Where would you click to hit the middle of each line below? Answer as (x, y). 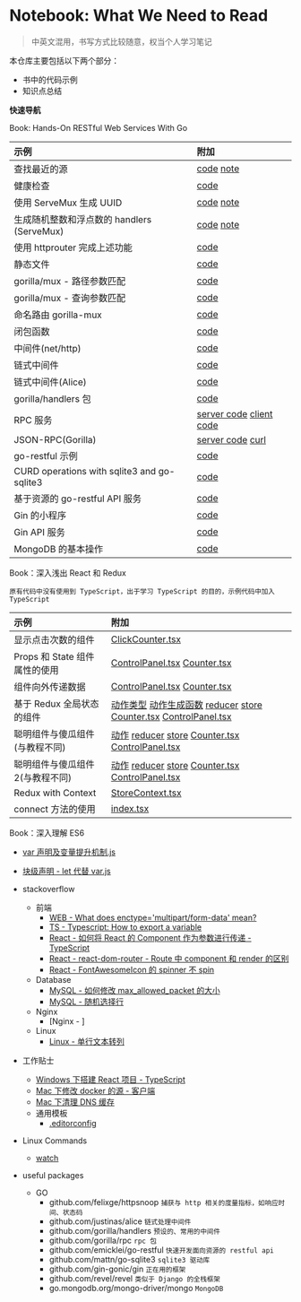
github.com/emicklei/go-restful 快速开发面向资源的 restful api (162, 1250)
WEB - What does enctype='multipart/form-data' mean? (153, 917)
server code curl (232, 439)
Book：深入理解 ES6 (47, 833)
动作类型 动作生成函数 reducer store (186, 705)
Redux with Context (55, 793)
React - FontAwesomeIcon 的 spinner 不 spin (132, 969)
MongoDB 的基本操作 (59, 549)
